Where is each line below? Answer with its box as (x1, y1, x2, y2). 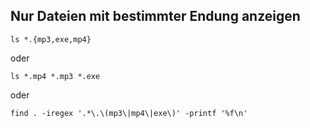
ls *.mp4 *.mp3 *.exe (10, 71, 101, 81)
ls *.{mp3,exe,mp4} (10, 34, 92, 44)
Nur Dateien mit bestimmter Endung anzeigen (10, 8, 301, 25)
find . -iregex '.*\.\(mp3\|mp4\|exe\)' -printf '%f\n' (10, 108, 248, 118)
